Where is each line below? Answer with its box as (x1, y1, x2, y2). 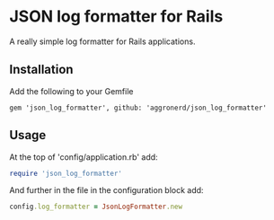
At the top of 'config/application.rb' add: (9, 151, 159, 163)
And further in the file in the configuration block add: (9, 185, 204, 196)
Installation (9, 62, 74, 77)
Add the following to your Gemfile (9, 85, 134, 96)
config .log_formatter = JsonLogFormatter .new (9, 202, 182, 212)
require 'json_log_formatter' (9, 169, 123, 178)
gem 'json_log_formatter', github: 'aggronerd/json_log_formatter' (9, 103, 268, 112)
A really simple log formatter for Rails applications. (9, 36, 196, 47)
